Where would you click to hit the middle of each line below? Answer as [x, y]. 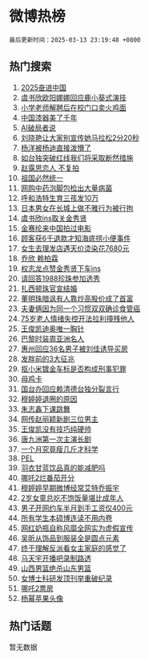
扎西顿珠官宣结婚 [49, 288]
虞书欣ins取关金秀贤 [54, 218]
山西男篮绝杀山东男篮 [56, 568]
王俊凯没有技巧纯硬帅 [56, 429]
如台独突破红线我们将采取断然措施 [77, 158]
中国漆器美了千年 [49, 117]
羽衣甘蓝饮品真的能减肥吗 [63, 468]
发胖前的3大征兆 [48, 358]
